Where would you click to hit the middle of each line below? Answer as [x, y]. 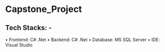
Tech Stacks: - [29, 28]
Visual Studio [19, 45]
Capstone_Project [44, 9]
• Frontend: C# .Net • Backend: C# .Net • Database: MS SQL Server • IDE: [82, 39]
